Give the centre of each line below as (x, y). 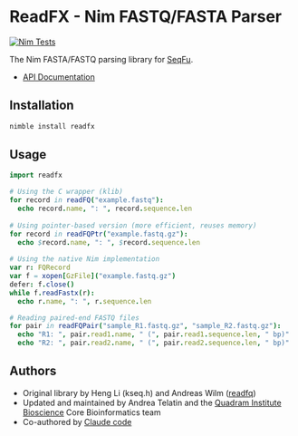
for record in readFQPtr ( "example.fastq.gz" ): (99, 234)
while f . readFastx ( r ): (52, 293)
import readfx (36, 175)
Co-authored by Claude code (77, 421)
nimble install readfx (52, 126)
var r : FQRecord (40, 268)
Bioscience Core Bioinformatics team (91, 412)
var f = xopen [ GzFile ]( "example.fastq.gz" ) (93, 276)
